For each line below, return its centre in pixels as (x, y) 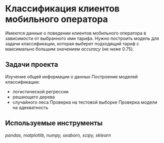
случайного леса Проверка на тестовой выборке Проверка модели (85, 102)
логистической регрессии (40, 91)
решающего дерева (33, 97)
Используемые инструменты (54, 123)
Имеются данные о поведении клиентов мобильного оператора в (76, 33)
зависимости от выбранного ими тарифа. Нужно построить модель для (82, 38)
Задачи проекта (32, 65)
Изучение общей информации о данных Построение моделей (71, 76)
